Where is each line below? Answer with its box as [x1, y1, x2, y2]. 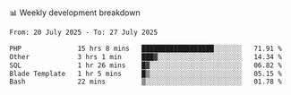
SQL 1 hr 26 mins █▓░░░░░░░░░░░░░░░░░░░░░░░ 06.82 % [9, 61, 282, 70]
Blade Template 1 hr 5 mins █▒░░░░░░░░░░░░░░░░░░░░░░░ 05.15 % [9, 69, 282, 78]
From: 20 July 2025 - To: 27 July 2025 [9, 28, 158, 37]
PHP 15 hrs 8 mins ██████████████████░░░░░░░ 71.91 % [9, 44, 282, 53]
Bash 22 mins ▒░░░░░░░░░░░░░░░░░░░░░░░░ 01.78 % [9, 77, 282, 87]
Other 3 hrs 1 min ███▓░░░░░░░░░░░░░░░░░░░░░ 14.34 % [9, 52, 282, 61]
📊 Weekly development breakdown [9, 7, 141, 18]
